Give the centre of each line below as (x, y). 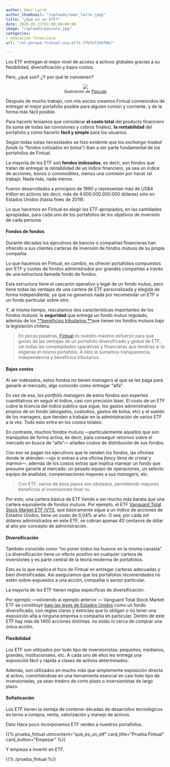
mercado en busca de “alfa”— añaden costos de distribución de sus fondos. (85, 443)
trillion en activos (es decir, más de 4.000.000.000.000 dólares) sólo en (80, 194)
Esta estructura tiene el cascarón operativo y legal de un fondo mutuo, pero (84, 284)
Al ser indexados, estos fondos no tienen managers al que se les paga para (84, 380)
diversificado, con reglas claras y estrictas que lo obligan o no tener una (81, 611)
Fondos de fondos (25, 231)
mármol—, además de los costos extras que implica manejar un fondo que (83, 463)
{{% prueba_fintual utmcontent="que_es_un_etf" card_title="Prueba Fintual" (85, 734)
